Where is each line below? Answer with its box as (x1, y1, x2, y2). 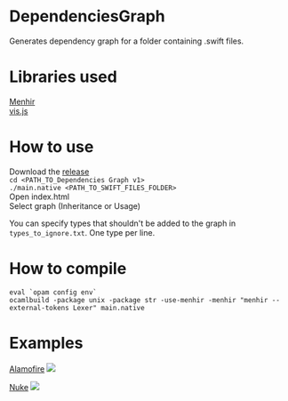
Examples (9, 333, 84, 353)
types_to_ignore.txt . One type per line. (9, 227, 156, 237)
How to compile (9, 259, 127, 278)
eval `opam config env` (9, 287, 98, 297)
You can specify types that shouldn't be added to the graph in (9, 218, 236, 229)
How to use (9, 137, 94, 157)
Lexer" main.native (72, 303, 145, 312)
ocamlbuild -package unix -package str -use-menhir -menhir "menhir (9, 295, 268, 304)
